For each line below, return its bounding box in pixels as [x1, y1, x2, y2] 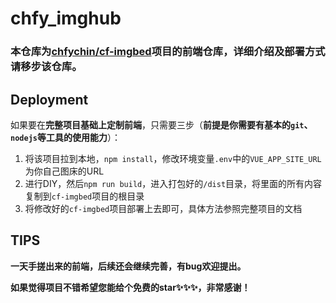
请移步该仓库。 [10, 60, 83, 74]
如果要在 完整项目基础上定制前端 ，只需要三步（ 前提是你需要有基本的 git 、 [10, 118, 313, 131]
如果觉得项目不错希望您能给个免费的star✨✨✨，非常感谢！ [10, 281, 251, 293]
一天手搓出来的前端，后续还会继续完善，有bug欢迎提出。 [10, 260, 247, 272]
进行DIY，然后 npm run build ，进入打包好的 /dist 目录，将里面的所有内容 [24, 177, 323, 189]
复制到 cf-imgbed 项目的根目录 [24, 190, 145, 202]
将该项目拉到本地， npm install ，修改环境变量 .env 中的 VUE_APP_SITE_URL [24, 152, 322, 164]
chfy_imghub [10, 7, 122, 30]
